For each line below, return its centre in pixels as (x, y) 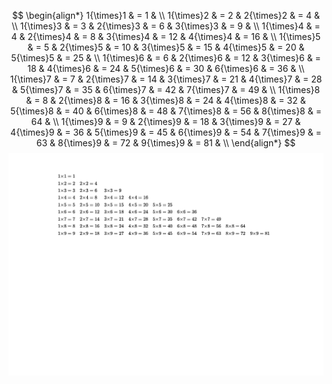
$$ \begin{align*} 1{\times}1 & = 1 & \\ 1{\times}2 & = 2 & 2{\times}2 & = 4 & (166, 15)
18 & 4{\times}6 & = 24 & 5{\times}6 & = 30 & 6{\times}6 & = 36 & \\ (166, 68)
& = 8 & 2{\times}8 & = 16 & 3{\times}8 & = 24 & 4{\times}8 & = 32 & (166, 100)
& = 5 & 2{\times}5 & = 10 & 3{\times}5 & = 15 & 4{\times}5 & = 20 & (166, 47)
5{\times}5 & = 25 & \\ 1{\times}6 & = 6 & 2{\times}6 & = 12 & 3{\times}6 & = (166, 58)
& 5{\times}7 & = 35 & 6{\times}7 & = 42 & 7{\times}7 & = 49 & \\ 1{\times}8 (166, 89)
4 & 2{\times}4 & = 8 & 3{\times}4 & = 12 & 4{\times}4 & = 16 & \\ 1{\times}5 (166, 36)
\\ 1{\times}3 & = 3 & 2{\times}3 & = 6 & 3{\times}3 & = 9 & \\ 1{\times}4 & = (166, 26)
